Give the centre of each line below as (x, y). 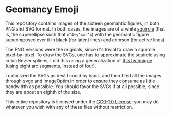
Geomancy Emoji (42, 9)
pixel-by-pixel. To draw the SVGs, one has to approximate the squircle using (85, 55)
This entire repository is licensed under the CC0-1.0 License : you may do (82, 102)
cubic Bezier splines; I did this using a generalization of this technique (79, 60)
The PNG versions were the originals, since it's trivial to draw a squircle (80, 49)
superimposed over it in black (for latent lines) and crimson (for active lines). (86, 40)
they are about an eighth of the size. (43, 92)
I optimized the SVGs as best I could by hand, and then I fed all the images (83, 75)
